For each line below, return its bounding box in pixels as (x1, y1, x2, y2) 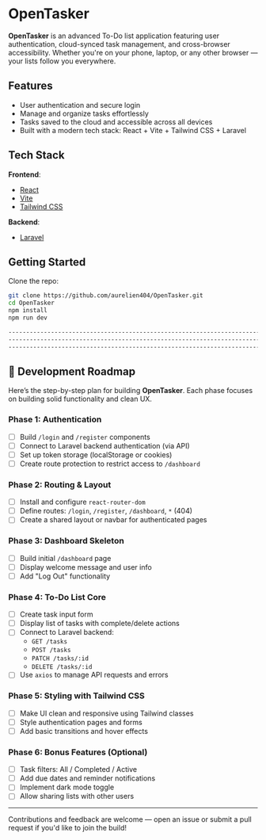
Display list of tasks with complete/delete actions (19, 619, 180, 628)
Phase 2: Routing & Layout (8, 479, 112, 490)
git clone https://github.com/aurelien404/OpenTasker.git (8, 292, 203, 300)
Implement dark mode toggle (19, 782, 115, 792)
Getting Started (8, 255, 86, 269)
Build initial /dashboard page (19, 553, 112, 563)
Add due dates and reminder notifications (19, 773, 156, 783)
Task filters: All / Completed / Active (19, 765, 137, 774)
